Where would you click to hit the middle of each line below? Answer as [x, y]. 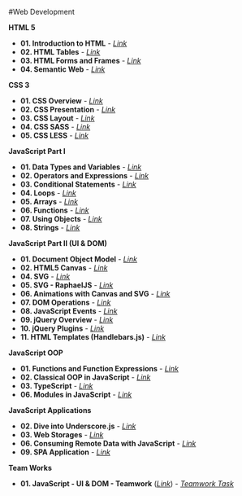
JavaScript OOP [36, 353]
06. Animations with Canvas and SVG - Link [95, 294]
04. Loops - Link [48, 193]
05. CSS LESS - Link [54, 135]
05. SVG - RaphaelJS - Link [67, 285]
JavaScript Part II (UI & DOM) [58, 243]
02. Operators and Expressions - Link [84, 176]
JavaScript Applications [50, 410]
